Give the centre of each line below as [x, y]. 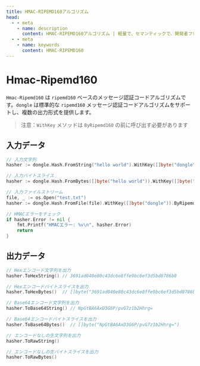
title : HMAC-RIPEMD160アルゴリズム [48, 12]
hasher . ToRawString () [33, 341]
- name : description [42, 28]
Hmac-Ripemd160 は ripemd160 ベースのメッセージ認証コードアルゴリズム [94, 97]
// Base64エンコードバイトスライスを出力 [51, 320]
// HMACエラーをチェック [33, 214]
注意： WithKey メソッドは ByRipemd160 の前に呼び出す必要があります [104, 125]
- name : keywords [38, 45]
